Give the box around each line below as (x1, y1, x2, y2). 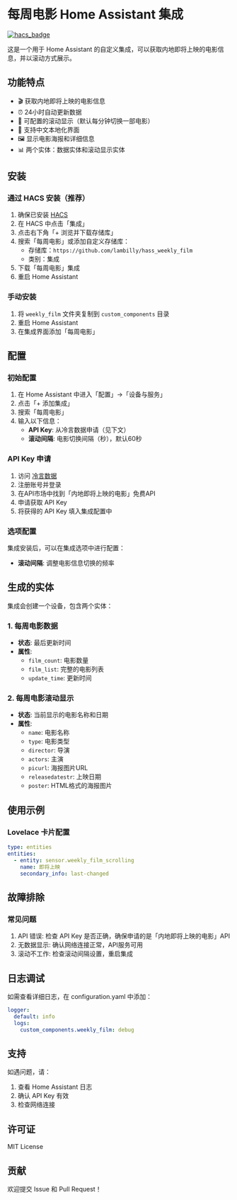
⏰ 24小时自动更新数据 (17, 108, 83, 116)
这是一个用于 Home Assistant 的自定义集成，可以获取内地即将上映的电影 (7, 45, 218, 53)
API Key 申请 (7, 454, 52, 464)
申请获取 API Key (17, 498, 67, 506)
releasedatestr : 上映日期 (28, 772, 101, 781)
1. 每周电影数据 (7, 621, 59, 631)
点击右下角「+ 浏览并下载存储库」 (17, 228, 117, 237)
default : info (13, 1013, 55, 1020)
